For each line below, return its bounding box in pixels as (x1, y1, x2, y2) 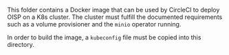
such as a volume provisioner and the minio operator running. (7, 20, 182, 28)
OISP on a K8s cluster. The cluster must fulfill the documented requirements (7, 13, 223, 21)
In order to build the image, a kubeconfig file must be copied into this (7, 33, 201, 41)
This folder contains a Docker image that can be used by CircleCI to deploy (7, 6, 220, 14)
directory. (7, 41, 34, 48)
